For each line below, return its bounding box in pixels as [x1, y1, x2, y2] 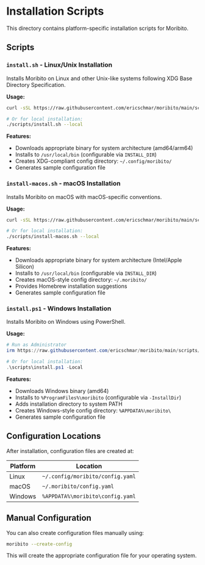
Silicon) [15, 263, 35, 271]
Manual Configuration [6, 513, 92, 523]
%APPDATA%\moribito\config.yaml [41, 493, 136, 500]
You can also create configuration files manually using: [6, 529, 145, 536]
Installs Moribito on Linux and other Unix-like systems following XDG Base [6, 75, 193, 82]
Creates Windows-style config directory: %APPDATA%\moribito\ [15, 406, 171, 414]
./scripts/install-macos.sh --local [6, 234, 99, 240]
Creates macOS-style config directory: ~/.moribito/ [15, 276, 148, 283]
